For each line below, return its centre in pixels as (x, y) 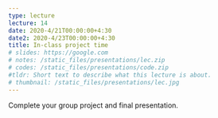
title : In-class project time (58, 45)
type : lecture (32, 16)
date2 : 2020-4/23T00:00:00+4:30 (62, 38)
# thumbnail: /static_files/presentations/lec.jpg (94, 82)
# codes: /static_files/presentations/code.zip (89, 68)
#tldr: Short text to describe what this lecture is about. (110, 75)
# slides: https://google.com (58, 53)
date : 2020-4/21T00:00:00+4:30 (60, 30)
